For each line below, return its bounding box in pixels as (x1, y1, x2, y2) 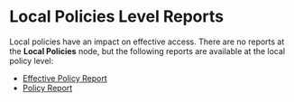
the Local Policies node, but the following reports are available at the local (9, 45, 286, 56)
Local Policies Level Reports (9, 6, 224, 27)
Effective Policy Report (22, 72, 108, 83)
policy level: (9, 55, 54, 66)
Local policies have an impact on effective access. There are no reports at (9, 36, 285, 47)
